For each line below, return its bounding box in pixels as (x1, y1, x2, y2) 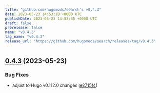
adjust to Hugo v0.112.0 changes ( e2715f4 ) (12, 82, 98, 88)
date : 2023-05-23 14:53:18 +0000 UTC (5, 12, 82, 17)
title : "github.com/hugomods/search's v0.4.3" (5, 7, 101, 12)
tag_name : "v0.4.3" (5, 35, 45, 39)
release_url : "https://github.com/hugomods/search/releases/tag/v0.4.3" (5, 39, 156, 44)
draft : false (5, 20, 32, 26)
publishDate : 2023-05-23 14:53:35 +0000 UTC (5, 16, 97, 21)
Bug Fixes (5, 72, 29, 78)
